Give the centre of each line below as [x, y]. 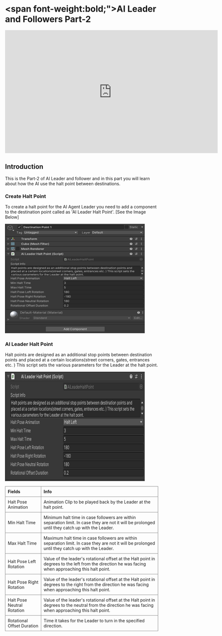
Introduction [24, 167]
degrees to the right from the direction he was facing [96, 584]
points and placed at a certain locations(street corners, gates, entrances [77, 360]
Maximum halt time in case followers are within [90, 538]
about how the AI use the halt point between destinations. [63, 184]
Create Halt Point [26, 196]
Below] [12, 217]
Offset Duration [23, 626]
